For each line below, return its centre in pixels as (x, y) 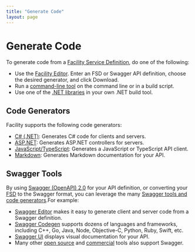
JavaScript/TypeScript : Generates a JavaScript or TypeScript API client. (102, 149)
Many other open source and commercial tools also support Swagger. (99, 243)
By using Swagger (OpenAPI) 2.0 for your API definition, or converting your (97, 188)
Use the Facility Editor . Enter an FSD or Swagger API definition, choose (100, 73)
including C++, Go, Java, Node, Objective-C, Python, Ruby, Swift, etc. (99, 230)
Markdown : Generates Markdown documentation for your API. (90, 155)
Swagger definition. (38, 218)
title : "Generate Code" (35, 11)
